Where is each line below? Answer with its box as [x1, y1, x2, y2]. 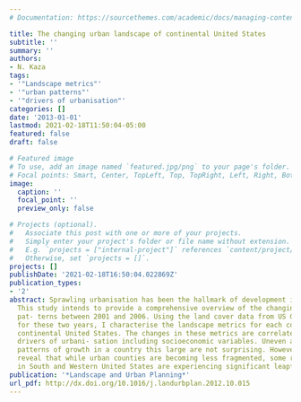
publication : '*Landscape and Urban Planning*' [9, 370, 191, 380]
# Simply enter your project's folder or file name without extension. [9, 237, 291, 246]
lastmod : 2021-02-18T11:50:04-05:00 [9, 121, 146, 130]
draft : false [9, 138, 58, 147]
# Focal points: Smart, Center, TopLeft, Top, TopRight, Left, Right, [9, 170, 279, 179]
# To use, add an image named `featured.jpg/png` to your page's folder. [9, 162, 291, 171]
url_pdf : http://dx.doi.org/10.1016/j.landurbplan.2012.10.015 [9, 379, 251, 388]
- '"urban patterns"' [9, 87, 90, 97]
